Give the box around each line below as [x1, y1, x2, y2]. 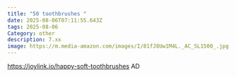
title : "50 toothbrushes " [7, 10, 87, 17]
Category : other [7, 29, 55, 37]
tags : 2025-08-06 [7, 23, 59, 30]
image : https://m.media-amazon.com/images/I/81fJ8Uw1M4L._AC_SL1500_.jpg [7, 43, 230, 50]
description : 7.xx [7, 36, 61, 43]
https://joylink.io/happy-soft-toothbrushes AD [7, 62, 140, 70]
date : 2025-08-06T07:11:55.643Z [7, 17, 102, 24]
